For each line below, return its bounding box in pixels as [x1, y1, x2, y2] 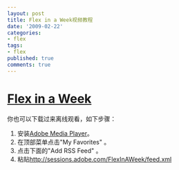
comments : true [7, 61, 51, 68]
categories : [7, 29, 41, 36]
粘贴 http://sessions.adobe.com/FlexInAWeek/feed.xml [17, 155, 172, 163]
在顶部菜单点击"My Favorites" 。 [17, 138, 111, 146]
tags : [7, 42, 23, 49]
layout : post [7, 10, 45, 17]
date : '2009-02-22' [7, 23, 64, 30]
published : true [7, 55, 54, 62]
